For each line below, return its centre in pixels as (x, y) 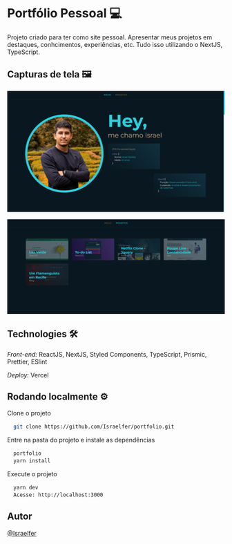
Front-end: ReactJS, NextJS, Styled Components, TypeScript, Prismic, (107, 354)
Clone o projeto (29, 413)
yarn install (32, 461)
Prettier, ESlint (27, 362)
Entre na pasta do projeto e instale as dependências (81, 440)
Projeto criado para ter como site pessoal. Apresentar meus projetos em (110, 37)
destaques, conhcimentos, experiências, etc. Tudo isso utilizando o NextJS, (115, 44)
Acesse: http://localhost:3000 (58, 495)
